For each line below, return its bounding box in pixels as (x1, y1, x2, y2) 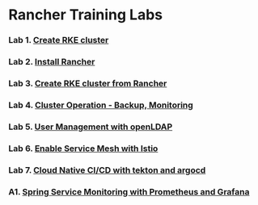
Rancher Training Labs (8, 6, 163, 24)
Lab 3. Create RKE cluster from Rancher (8, 77, 167, 89)
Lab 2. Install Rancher (8, 56, 95, 68)
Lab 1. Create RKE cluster (8, 35, 109, 46)
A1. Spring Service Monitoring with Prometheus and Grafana (8, 186, 250, 197)
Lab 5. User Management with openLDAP (8, 121, 173, 132)
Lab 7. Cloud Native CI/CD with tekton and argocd (8, 164, 206, 175)
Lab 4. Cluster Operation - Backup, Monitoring (8, 99, 194, 111)
